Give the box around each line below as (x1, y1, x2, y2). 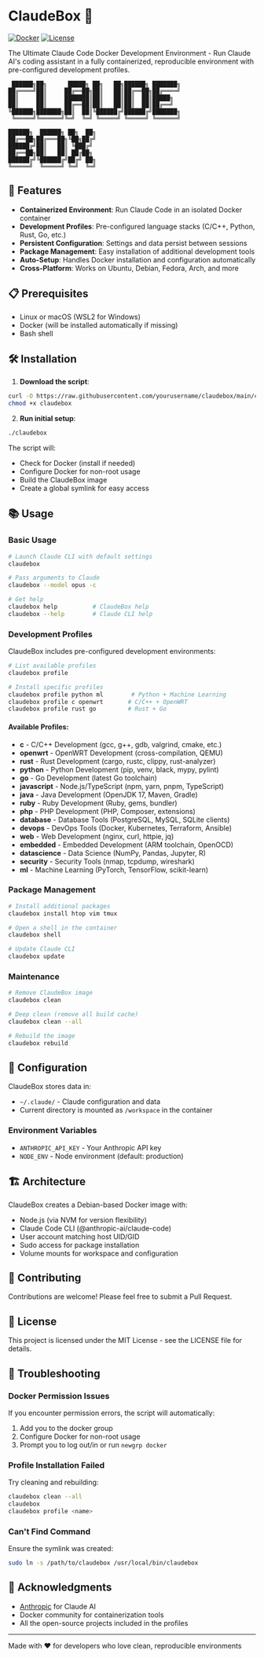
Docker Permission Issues (8, 1390, 110, 1401)
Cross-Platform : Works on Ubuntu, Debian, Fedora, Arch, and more (19, 263, 240, 273)
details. (8, 1344, 32, 1354)
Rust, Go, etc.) (19, 229, 67, 239)
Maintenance (8, 971, 60, 982)
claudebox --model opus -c (8, 581, 97, 589)
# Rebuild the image (8, 1032, 76, 1040)
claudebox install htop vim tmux (8, 909, 118, 918)
